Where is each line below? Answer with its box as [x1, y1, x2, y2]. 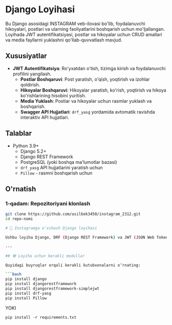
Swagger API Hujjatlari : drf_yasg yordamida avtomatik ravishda [20, 109, 155, 115]
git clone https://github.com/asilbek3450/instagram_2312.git [5, 211, 141, 217]
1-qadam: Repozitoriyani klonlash [5, 200, 91, 207]
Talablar [5, 129, 32, 138]
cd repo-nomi [5, 216, 33, 222]
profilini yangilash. [12, 71, 52, 77]
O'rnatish [5, 184, 36, 193]
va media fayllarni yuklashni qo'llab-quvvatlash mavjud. [5, 37, 122, 43]
